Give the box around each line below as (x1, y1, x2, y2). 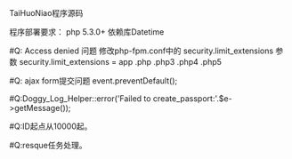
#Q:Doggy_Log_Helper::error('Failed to (9, 93, 151, 104)
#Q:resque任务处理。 (9, 140, 87, 150)
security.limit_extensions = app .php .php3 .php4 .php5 (19, 57, 223, 67)
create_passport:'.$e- (152, 93, 233, 104)
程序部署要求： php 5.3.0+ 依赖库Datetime (9, 27, 165, 37)
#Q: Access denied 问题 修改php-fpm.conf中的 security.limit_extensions (9, 45, 274, 56)
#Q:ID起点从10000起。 (9, 121, 93, 131)
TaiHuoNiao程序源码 (9, 8, 84, 18)
